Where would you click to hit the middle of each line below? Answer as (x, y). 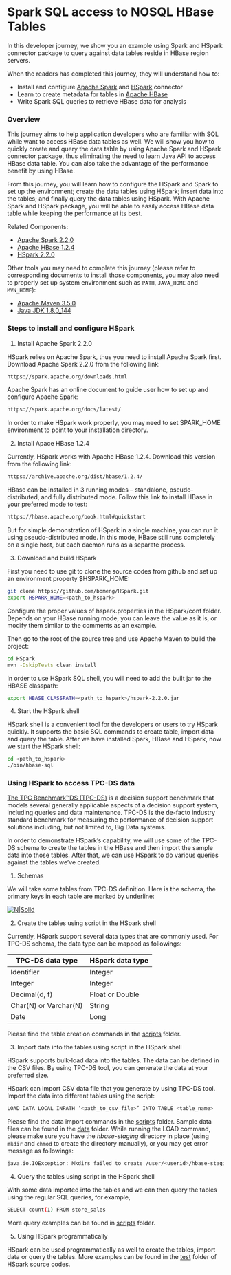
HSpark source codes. (39, 1264)
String (99, 1006)
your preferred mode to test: (47, 504)
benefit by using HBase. (41, 171)
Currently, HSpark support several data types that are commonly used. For (113, 937)
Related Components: (38, 227)
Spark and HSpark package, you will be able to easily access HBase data (111, 206)
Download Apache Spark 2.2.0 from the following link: (84, 364)
